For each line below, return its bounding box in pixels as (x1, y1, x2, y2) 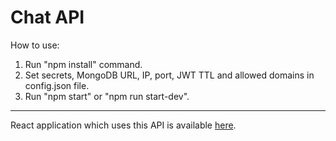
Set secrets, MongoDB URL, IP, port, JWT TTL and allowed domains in (24, 69, 315, 81)
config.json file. (24, 79, 90, 91)
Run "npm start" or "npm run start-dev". (24, 90, 190, 102)
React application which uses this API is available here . (10, 119, 237, 131)
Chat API (10, 6, 85, 29)
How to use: (10, 39, 60, 51)
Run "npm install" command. (24, 58, 143, 70)
